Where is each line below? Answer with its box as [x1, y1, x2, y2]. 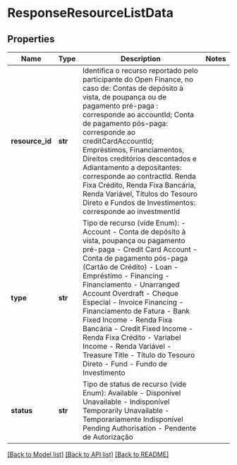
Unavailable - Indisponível [82, 397, 170, 407]
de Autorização [82, 432, 134, 442]
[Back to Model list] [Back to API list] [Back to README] [7, 450, 169, 459]
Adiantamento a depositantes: [82, 163, 182, 172]
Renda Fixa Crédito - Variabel [82, 333, 181, 342]
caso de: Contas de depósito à [82, 83, 184, 93]
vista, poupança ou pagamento [82, 236, 186, 245]
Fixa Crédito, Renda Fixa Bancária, [82, 180, 196, 190]
